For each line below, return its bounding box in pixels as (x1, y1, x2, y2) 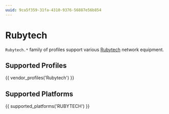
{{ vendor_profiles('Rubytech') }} (5, 75, 75, 81)
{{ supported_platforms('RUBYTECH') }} (5, 103, 90, 109)
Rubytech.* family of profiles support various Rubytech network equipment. (5, 47, 164, 53)
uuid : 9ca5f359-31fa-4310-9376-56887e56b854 (5, 7, 102, 13)
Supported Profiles (5, 61, 67, 70)
